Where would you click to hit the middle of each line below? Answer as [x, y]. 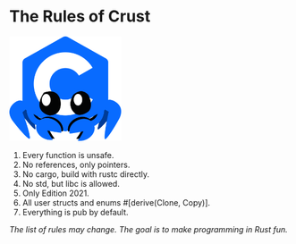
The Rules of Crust [80, 17]
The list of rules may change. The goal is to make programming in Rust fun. [148, 229]
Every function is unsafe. [68, 155]
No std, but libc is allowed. [71, 183]
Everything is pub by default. [75, 212]
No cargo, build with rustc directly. [86, 174]
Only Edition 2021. [55, 193]
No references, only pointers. [76, 164]
